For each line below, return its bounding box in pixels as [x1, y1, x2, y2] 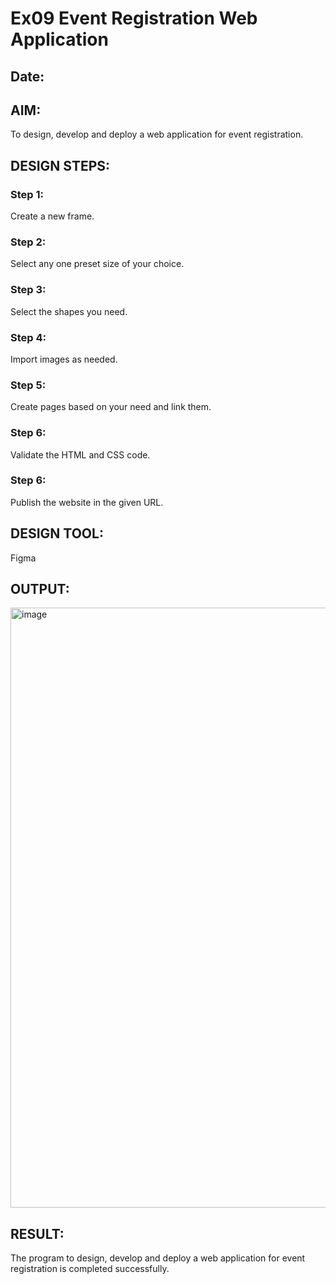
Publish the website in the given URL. [10, 496, 164, 508]
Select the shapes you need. [10, 305, 128, 317]
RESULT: [10, 1225, 65, 1242]
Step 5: [10, 378, 47, 392]
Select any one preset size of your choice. [10, 258, 185, 270]
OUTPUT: [10, 581, 70, 598]
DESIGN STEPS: [10, 157, 111, 174]
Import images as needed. [10, 353, 118, 365]
